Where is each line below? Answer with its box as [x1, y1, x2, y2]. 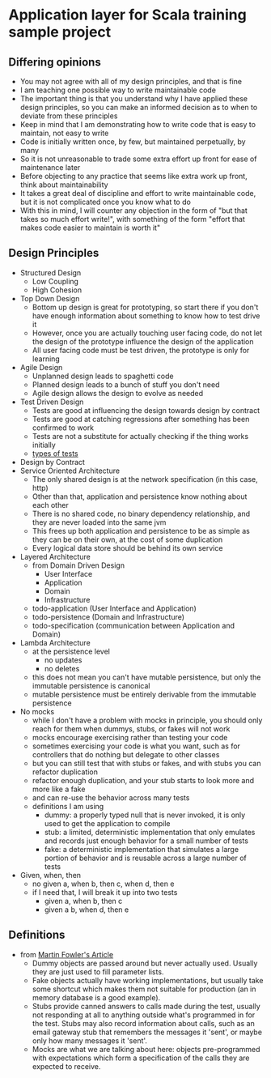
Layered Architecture [19, 552, 91, 561]
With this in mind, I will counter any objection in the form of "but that [19, 206, 248, 215]
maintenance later [19, 163, 81, 172]
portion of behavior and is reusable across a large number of [44, 853, 247, 863]
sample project [8, 23, 112, 41]
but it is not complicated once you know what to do [19, 197, 192, 207]
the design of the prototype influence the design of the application [32, 336, 254, 346]
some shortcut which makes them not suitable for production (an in [32, 984, 256, 994]
